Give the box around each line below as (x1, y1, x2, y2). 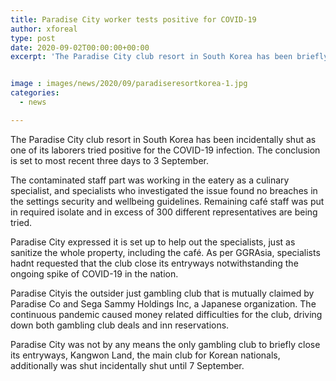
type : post (10, 33, 56, 43)
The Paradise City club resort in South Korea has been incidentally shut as (10, 133, 317, 145)
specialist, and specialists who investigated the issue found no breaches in (10, 184, 318, 196)
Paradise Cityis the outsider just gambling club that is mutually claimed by (10, 287, 315, 299)
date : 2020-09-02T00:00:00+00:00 (10, 42, 150, 53)
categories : (10, 88, 60, 98)
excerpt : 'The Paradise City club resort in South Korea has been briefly (10, 52, 329, 62)
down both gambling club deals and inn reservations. (10, 319, 230, 331)
